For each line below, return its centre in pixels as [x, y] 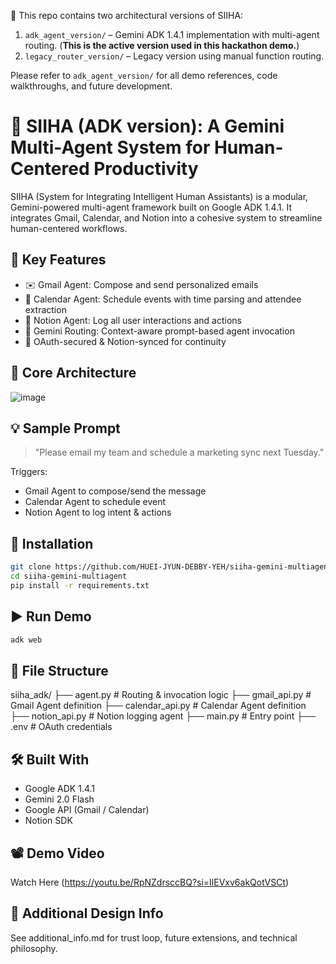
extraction [45, 309]
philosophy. [34, 948]
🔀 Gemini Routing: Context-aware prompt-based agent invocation [159, 331]
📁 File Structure [59, 670]
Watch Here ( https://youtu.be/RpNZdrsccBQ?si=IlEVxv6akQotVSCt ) [150, 882]
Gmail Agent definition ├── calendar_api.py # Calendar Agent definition [158, 706]
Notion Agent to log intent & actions [98, 512]
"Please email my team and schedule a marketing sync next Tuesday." [179, 452]
